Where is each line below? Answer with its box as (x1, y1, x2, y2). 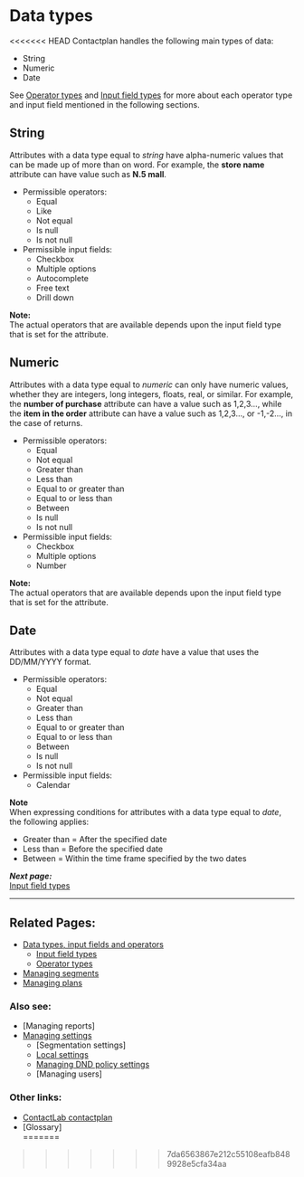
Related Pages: (9, 915, 97, 930)
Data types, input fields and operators (22, 939, 165, 950)
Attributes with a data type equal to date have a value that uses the (9, 647, 260, 658)
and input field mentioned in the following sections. (9, 99, 201, 109)
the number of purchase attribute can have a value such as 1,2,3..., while (9, 398, 282, 409)
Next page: (9, 870, 52, 882)
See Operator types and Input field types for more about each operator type (9, 90, 293, 100)
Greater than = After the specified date (22, 834, 167, 845)
